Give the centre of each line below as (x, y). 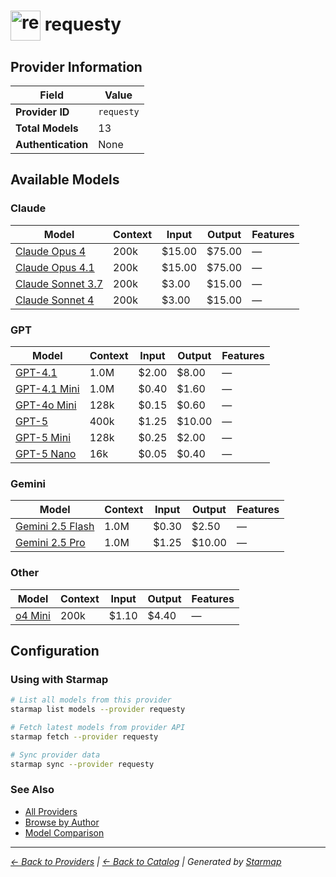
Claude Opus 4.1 (55, 267)
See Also (32, 790)
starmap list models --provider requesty (98, 710)
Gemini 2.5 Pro (50, 543)
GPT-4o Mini (46, 405)
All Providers (51, 811)
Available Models (65, 180)
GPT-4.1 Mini (47, 388)
